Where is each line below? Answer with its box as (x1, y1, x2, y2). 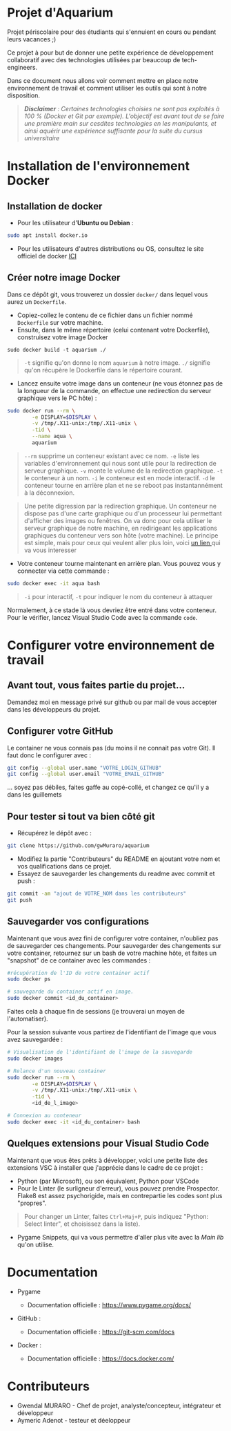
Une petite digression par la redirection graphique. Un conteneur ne (23, 502, 217, 510)
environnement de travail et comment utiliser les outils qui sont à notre (7, 84, 207, 92)
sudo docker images (7, 1055, 63, 1062)
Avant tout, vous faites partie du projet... (7, 679, 185, 692)
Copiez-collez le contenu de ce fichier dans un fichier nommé (17, 311, 193, 319)
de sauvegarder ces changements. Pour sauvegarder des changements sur (7, 941, 222, 949)
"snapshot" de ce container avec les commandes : (7, 956, 151, 965)
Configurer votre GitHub (7, 726, 114, 737)
